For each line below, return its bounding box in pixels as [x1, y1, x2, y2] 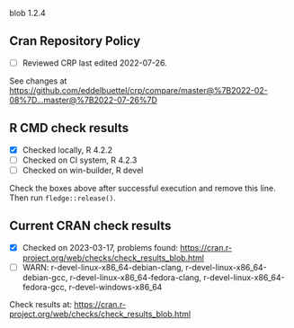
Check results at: [9, 298, 72, 309]
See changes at [9, 75, 67, 86]
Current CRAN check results [9, 218, 172, 234]
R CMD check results [9, 120, 129, 136]
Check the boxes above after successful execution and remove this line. [9, 182, 276, 193]
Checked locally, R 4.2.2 [22, 144, 113, 155]
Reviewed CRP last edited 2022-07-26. [22, 58, 168, 68]
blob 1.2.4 [9, 8, 47, 18]
